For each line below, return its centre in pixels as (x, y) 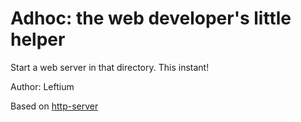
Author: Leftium (42, 86)
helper (38, 39)
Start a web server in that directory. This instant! (110, 67)
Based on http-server (54, 106)
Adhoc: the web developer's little (151, 18)
